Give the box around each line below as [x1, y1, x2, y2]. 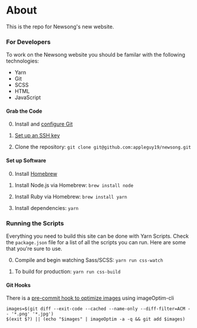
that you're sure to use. [6, 245, 63, 252]
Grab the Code [6, 107, 42, 114]
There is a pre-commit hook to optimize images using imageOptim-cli [6, 294, 175, 301]
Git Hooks [6, 281, 31, 288]
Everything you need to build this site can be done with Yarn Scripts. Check [6, 232, 189, 240]
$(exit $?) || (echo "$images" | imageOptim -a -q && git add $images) [6, 316, 185, 322]
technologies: [6, 57, 39, 65]
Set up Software [6, 157, 46, 164]
